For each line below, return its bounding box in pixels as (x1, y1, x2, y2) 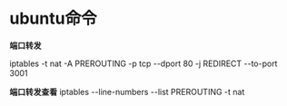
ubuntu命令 (9, 8, 97, 29)
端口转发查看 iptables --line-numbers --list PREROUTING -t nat (9, 86, 245, 97)
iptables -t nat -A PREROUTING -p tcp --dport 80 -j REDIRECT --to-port (9, 58, 278, 69)
